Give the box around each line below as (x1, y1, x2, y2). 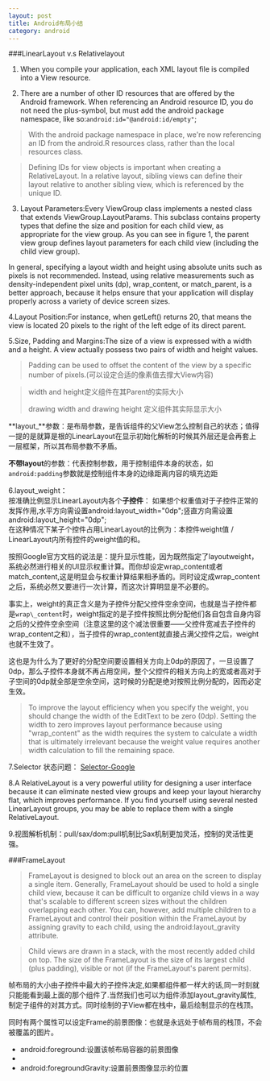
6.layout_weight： (8, 486, 68, 495)
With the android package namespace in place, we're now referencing (27, 130, 262, 139)
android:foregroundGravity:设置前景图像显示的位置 (19, 1063, 189, 1073)
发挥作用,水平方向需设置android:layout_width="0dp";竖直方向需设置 (8, 506, 234, 516)
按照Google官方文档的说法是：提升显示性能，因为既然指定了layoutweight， (8, 552, 259, 561)
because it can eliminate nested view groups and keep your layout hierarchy (8, 787, 262, 797)
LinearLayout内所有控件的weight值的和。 (8, 535, 145, 545)
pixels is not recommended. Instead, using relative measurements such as (8, 271, 255, 280)
